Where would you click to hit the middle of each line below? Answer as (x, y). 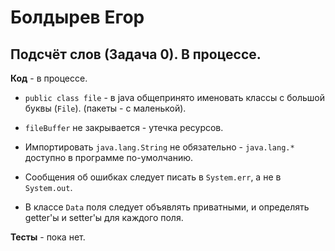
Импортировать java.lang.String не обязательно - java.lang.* (159, 147)
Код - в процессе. (49, 78)
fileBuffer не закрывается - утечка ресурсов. (124, 127)
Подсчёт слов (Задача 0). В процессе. (136, 54)
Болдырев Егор (77, 17)
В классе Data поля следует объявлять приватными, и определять (167, 207)
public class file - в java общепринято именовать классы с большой (174, 97)
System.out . (48, 187)
